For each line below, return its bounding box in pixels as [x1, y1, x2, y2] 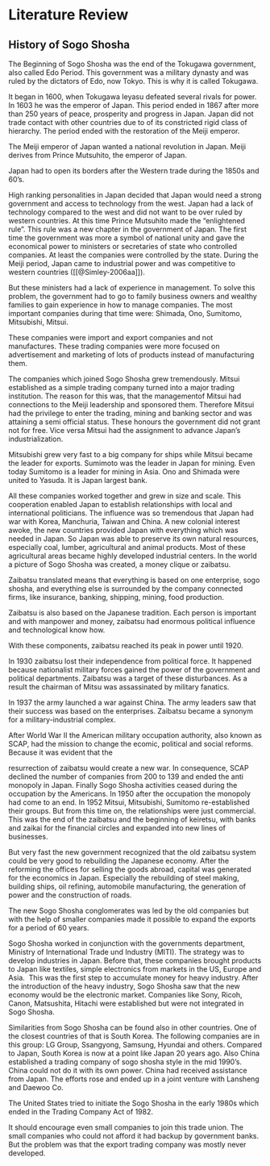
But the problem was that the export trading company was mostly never [8, 1139, 247, 1149]
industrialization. [8, 434, 64, 443]
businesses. [8, 832, 48, 841]
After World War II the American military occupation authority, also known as [8, 731, 263, 739]
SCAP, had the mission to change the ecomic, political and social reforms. [8, 739, 254, 748]
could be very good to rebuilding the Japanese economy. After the [8, 856, 230, 865]
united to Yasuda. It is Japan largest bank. [8, 476, 147, 485]
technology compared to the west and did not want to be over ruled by [8, 207, 243, 217]
